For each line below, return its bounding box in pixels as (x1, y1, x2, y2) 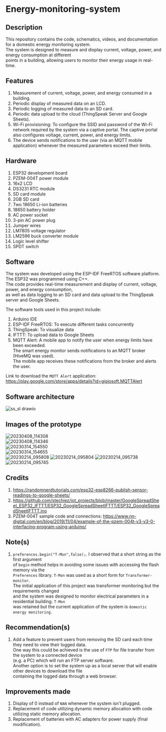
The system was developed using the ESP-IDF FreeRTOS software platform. (5, 271, 160, 277)
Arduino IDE (12, 316, 38, 322)
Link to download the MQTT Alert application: (5, 373, 97, 379)
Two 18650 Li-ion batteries (12, 201, 68, 207)
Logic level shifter (12, 238, 49, 244)
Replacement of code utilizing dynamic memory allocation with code (12, 706, 153, 712)
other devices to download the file (12, 668, 83, 674)
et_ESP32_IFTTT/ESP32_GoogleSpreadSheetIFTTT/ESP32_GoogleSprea (12, 503, 160, 509)
